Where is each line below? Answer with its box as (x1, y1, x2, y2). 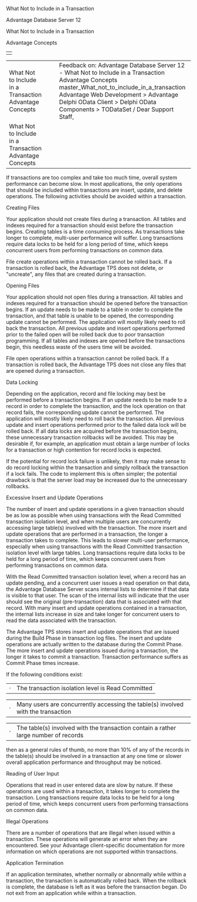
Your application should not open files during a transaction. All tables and (6, 293, 184, 300)
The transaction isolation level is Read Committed (16, 684, 152, 692)
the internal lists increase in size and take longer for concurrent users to (6, 611, 180, 617)
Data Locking (6, 379, 38, 386)
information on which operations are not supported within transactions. (6, 848, 178, 855)
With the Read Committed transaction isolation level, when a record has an (6, 573, 186, 580)
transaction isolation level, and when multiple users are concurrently (6, 518, 171, 525)
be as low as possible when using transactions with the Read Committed (6, 512, 181, 519)
